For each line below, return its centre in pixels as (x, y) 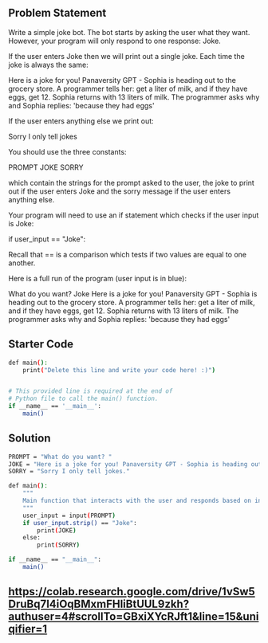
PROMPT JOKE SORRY (46, 167)
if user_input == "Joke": (47, 239)
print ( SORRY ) (59, 545)
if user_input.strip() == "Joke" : (80, 523)
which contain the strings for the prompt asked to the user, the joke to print (132, 182)
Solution (30, 439)
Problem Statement (57, 13)
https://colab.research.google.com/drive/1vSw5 (132, 592)
